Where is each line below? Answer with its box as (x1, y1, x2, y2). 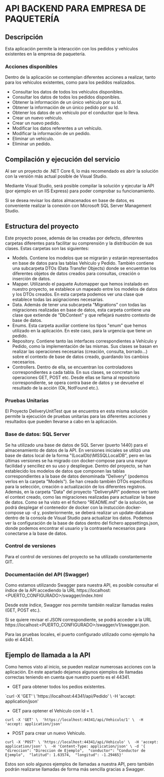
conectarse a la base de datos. (5, 530, 68, 536)
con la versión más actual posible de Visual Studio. (5, 173, 108, 179)
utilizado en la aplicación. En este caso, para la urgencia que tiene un (12, 327, 152, 333)
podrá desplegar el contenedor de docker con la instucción (5, 504, 125, 510)
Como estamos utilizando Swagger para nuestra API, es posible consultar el (5, 582, 159, 588)
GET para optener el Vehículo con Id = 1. (12, 708, 94, 713)
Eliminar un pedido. (12, 141, 51, 147)
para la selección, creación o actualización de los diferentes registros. (5, 483, 146, 489)
